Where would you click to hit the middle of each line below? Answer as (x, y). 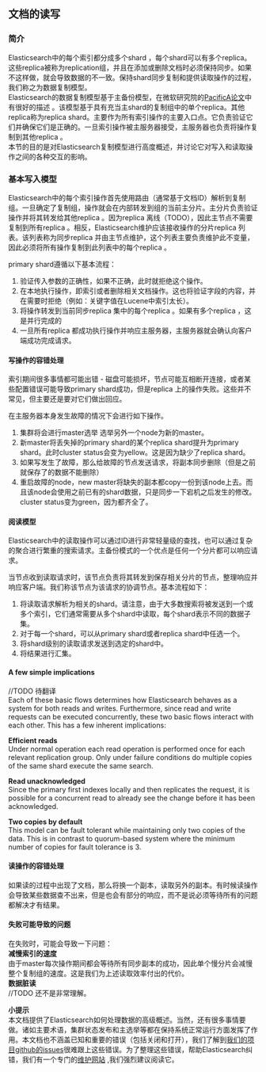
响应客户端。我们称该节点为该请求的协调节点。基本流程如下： (109, 587)
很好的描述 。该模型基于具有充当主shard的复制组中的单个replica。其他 (130, 107)
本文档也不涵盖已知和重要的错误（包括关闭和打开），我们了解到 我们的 (135, 1040)
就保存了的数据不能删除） (61, 472)
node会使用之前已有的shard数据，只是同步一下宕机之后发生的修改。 (145, 492)
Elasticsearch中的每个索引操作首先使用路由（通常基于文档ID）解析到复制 (127, 197)
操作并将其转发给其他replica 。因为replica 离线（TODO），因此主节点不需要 (131, 217)
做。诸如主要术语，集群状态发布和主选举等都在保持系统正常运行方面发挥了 (129, 1030)
